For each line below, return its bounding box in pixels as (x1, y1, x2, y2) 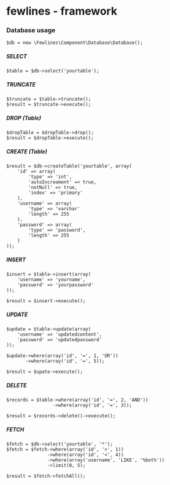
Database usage (6, 26, 56, 35)
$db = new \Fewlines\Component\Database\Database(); (6, 40, 143, 46)
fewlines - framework (6, 4, 118, 18)
